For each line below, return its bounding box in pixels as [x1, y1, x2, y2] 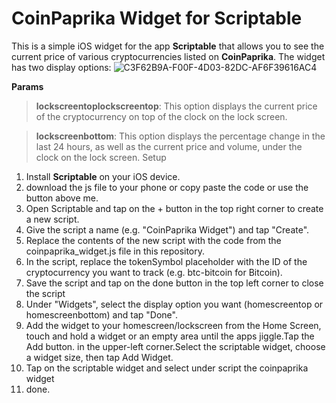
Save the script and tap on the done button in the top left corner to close [25, 277, 324, 289]
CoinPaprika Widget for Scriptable [11, 7, 303, 30]
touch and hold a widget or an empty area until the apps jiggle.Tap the [25, 330, 315, 342]
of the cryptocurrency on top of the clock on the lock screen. [35, 110, 288, 122]
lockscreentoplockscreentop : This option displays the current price [35, 100, 318, 112]
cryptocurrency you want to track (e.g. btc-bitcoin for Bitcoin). [25, 266, 283, 278]
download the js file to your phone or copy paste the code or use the [25, 181, 309, 193]
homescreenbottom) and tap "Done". [25, 308, 178, 321]
